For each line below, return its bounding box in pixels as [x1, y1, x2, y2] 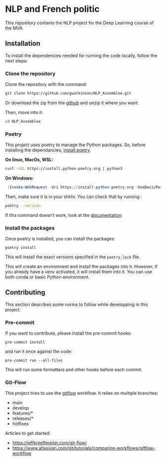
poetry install [5, 246, 37, 251]
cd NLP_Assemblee [5, 119, 41, 124]
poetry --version [5, 203, 41, 208]
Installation [5, 40, 41, 48]
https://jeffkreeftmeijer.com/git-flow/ [12, 440, 87, 446]
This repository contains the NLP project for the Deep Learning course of [5, 20, 154, 26]
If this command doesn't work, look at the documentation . [5, 212, 123, 218]
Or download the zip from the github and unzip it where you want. [5, 100, 139, 106]
